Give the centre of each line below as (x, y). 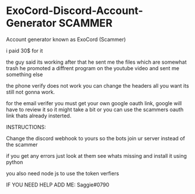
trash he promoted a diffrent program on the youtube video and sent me (93, 68)
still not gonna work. (31, 92)
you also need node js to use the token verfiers (63, 173)
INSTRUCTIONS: (26, 127)
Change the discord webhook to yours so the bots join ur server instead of (95, 138)
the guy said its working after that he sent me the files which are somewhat (96, 62)
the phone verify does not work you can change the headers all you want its (97, 85)
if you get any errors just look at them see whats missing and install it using (96, 155)
